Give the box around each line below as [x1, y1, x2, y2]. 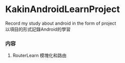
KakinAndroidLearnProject [5, 4, 120, 15]
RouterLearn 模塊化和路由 [12, 52, 67, 58]
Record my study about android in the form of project [5, 20, 116, 26]
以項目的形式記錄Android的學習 [5, 26, 71, 32]
